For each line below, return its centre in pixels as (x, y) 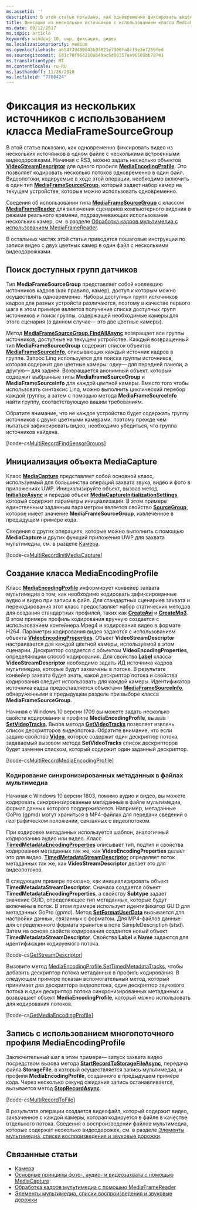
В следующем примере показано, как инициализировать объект (87, 881)
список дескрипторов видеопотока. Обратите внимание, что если (89, 730)
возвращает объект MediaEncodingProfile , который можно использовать (98, 997)
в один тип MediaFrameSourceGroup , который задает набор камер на (94, 185)
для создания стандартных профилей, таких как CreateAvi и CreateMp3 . (97, 613)
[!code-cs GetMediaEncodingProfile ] (50, 1015)
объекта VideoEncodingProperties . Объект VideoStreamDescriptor (90, 637)
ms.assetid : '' (25, 11)
